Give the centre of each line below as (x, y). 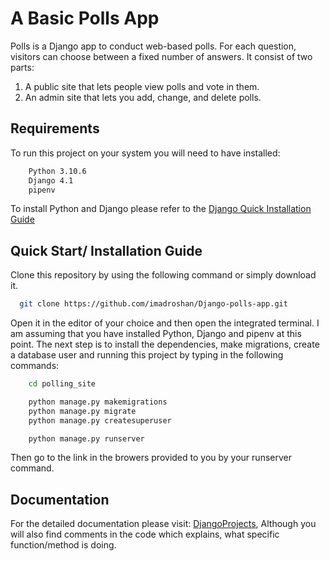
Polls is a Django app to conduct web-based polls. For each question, (153, 46)
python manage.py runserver (86, 438)
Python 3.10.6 (57, 171)
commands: (35, 366)
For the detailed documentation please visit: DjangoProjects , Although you (163, 524)
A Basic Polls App (85, 18)
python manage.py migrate (82, 411)
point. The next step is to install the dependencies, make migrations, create (165, 344)
